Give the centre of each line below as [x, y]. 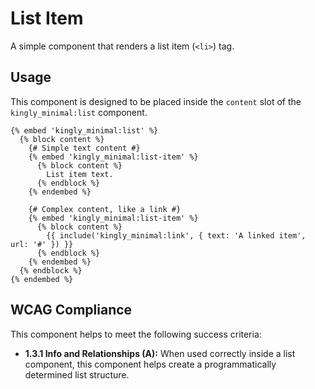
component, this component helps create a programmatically [150, 364]
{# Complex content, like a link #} [105, 209]
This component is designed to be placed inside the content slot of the [156, 101]
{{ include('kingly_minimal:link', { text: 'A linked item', [176, 235]
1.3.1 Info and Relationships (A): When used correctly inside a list [160, 353]
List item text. [80, 174]
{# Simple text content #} [84, 148]
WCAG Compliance [71, 310]
